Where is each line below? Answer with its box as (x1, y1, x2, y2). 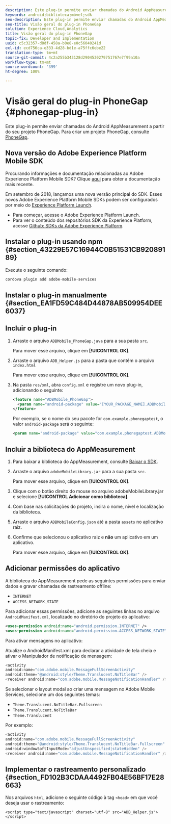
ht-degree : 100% (5, 69, 40, 74)
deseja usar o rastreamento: (5, 800, 65, 806)
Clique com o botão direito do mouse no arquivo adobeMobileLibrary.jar (12, 488, 164, 494)
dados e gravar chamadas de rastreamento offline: (5, 583, 112, 589)
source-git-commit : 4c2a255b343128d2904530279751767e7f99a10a (5, 55, 140, 60)
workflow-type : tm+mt (5, 60, 51, 65)
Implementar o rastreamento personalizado (5, 765, 146, 774)
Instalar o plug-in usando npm (5, 238, 103, 246)
